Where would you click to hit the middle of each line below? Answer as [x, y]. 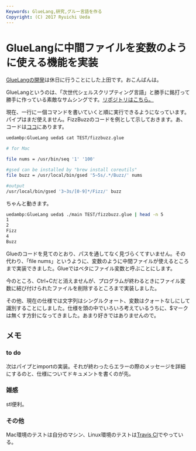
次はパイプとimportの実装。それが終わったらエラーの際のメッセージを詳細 [96, 366]
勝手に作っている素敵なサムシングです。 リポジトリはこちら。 [80, 100]
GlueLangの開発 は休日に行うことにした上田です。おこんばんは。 [84, 80]
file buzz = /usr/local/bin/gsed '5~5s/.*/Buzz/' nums [74, 175]
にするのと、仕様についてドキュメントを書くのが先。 [70, 373]
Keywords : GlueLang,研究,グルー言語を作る [54, 11]
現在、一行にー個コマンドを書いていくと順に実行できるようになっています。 [98, 112]
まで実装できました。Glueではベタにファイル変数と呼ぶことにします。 [91, 268]
